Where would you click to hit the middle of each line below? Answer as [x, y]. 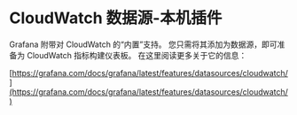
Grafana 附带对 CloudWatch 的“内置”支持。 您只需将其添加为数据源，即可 [143, 44]
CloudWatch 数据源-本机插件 [116, 18]
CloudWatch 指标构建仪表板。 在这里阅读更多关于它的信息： [137, 55]
